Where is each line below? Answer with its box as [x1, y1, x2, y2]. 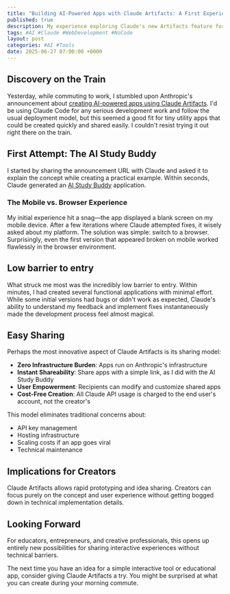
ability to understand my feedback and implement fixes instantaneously [7, 302, 209, 310]
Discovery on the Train [7, 73, 106, 86]
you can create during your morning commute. [7, 579, 139, 587]
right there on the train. [7, 128, 73, 136]
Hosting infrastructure [16, 431, 80, 439]
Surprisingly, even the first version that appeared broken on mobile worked [7, 235, 219, 243]
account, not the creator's [16, 397, 91, 406]
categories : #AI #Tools [7, 42, 75, 49]
